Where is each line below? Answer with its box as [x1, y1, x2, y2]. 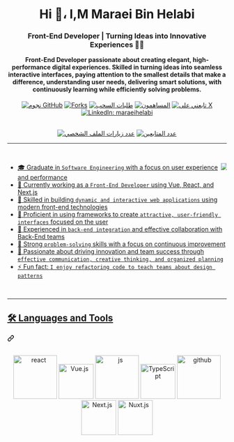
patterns [17, 273, 43, 280]
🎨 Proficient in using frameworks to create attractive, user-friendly [17, 211, 218, 219]
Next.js [17, 188, 38, 197]
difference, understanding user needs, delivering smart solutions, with [13, 78, 221, 86]
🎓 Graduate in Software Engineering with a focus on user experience [17, 163, 218, 172]
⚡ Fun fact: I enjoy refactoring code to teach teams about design [17, 263, 212, 271]
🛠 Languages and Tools [7, 312, 114, 324]
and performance [17, 174, 68, 182]
